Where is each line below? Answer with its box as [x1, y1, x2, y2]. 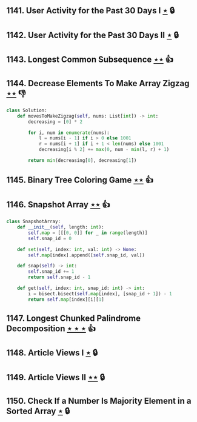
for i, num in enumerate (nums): [28, 130, 110, 136]
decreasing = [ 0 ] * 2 [28, 118, 83, 125]
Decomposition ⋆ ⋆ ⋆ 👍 [6, 324, 96, 334]
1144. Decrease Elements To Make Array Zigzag [6, 78, 190, 89]
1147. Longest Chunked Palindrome [6, 313, 141, 324]
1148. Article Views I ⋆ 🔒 [6, 348, 98, 358]
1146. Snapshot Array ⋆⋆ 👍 [6, 199, 110, 210]
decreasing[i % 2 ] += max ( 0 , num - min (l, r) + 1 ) [38, 147, 170, 153]
